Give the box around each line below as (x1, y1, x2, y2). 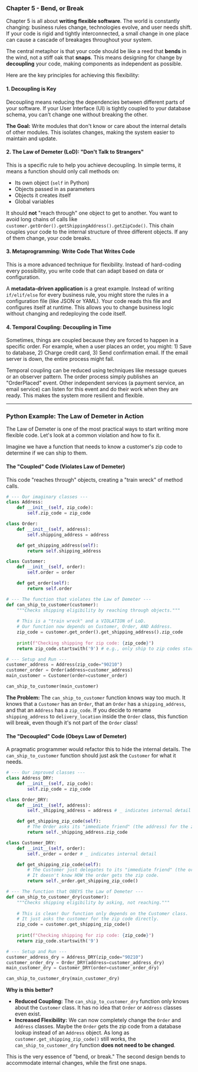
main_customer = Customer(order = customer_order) (6, 673, 128, 679)
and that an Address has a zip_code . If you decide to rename (6, 706, 151, 713)
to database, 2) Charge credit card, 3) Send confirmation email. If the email (6, 349, 189, 356)
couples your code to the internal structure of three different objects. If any (6, 228, 189, 235)
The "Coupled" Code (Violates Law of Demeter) (6, 463, 126, 470)
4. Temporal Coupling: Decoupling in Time (6, 323, 112, 331)
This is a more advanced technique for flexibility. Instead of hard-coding (6, 261, 181, 268)
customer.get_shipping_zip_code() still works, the (14, 1035, 137, 1043)
